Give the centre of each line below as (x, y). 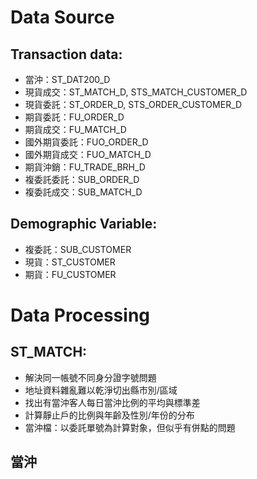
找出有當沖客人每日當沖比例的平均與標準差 (112, 402)
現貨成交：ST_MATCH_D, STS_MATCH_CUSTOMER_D (136, 92)
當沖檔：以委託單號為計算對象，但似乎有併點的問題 (130, 427)
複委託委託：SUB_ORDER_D (82, 179)
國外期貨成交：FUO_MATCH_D (88, 154)
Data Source (62, 17)
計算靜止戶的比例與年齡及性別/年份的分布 (109, 415)
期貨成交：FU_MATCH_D (75, 129)
